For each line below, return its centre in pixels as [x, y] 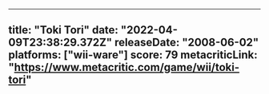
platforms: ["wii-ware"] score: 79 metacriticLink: [133, 55]
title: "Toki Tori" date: [63, 30]
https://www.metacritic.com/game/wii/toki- [127, 67]
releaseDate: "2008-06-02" [187, 43]
